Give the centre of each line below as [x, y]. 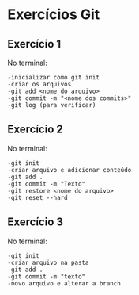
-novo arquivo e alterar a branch [64, 283]
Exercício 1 [34, 44]
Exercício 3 [36, 222]
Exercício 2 [36, 130]
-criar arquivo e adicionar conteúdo [69, 170]
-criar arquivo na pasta [48, 262]
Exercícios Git [54, 15]
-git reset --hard [38, 197]
